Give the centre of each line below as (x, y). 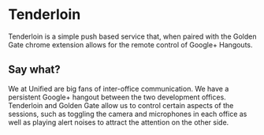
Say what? (34, 70)
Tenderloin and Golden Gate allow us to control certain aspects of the (121, 105)
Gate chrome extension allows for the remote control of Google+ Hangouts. (131, 44)
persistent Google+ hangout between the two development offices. (117, 97)
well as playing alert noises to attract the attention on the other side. (119, 122)
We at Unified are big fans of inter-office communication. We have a (119, 88)
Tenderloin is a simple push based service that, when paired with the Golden (132, 36)
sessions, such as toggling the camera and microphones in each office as (128, 114)
